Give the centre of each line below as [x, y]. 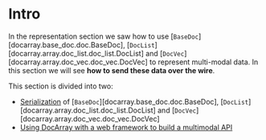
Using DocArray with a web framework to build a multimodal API [126, 127]
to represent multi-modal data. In [204, 62]
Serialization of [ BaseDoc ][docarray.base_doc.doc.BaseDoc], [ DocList [134, 101]
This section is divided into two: [61, 86]
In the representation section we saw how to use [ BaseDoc [104, 36]
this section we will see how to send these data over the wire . [112, 70]
